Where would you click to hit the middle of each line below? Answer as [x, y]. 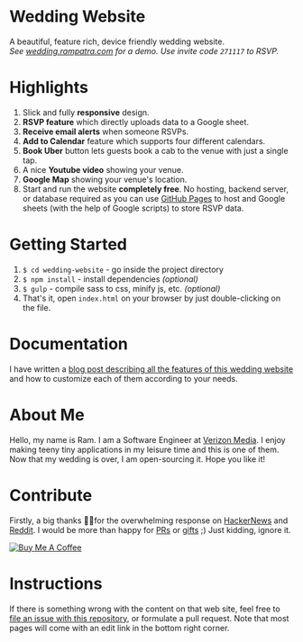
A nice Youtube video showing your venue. [103, 169]
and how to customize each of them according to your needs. [124, 378]
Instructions [56, 583]
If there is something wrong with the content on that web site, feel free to [145, 609]
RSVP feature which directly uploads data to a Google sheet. [136, 122]
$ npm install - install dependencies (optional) [110, 279]
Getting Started [69, 244]
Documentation [69, 344]
